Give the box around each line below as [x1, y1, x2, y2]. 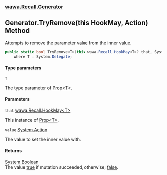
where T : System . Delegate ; [14, 54, 72, 59]
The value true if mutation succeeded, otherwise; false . [5, 164, 118, 170]
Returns [5, 148, 22, 154]
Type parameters [5, 65, 42, 71]
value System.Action [5, 126, 48, 133]
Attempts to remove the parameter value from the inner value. [5, 40, 132, 46]
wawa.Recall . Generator [5, 3, 63, 10]
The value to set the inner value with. [5, 136, 81, 142]
